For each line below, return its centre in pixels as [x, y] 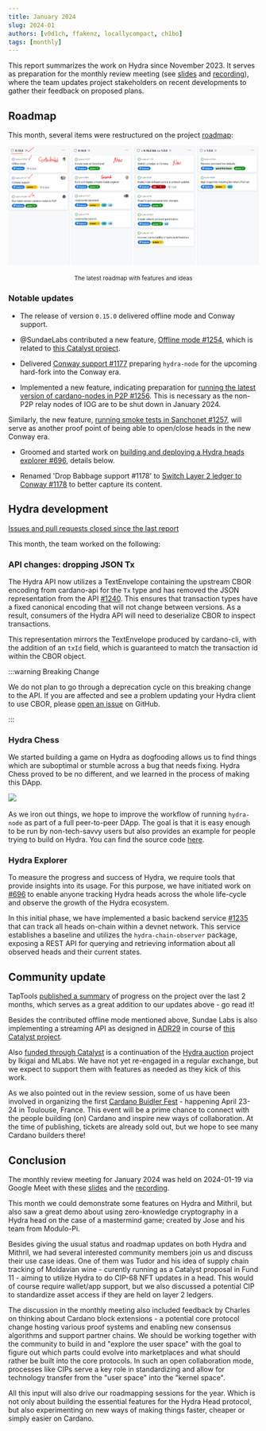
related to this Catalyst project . [70, 348]
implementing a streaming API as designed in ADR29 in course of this [122, 1029]
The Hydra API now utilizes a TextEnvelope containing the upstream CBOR [130, 581]
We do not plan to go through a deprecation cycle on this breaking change [130, 687]
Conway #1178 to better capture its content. [91, 484]
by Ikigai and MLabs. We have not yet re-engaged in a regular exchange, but [133, 1061]
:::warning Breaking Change [54, 671]
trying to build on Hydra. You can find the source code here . [106, 840]
